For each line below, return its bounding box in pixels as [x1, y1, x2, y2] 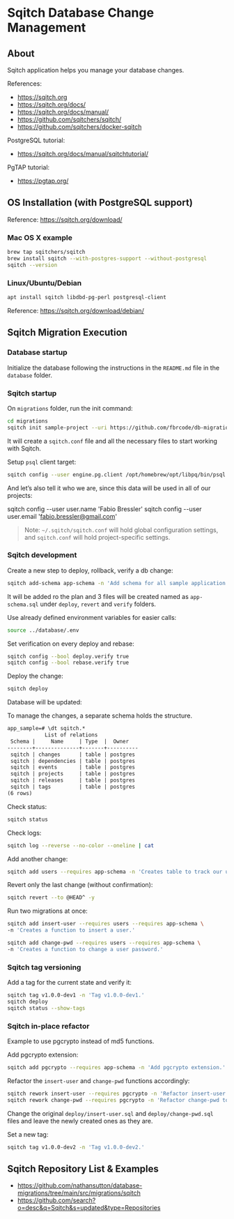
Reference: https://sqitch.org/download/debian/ [7, 306, 144, 315]
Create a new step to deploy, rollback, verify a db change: [7, 566, 173, 575]
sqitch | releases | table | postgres [10, 777, 136, 784]
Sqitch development [7, 550, 77, 560]
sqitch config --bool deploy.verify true [7, 653, 130, 660]
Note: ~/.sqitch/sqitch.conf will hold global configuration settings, [24, 525, 219, 534]
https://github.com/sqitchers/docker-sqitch [17, 123, 142, 130]
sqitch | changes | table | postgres [10, 751, 136, 758]
